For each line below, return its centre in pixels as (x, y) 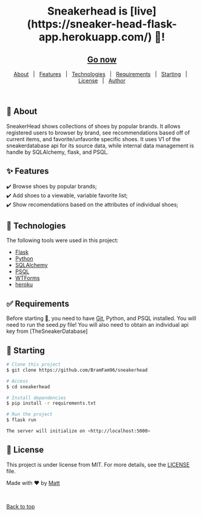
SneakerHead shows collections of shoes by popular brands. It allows (93, 126)
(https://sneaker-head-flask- (102, 24)
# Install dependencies (36, 398)
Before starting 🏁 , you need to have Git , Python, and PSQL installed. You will (101, 318)
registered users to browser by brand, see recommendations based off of (98, 133)
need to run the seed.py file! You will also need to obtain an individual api (98, 325)
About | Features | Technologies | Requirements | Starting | (100, 74)
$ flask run (21, 420)
